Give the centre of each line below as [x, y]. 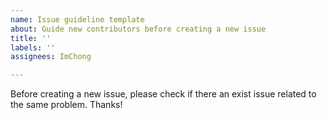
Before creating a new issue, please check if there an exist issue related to [163, 94]
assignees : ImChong [51, 57]
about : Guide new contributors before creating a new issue [138, 29]
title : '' [31, 38]
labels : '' [33, 47]
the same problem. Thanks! [66, 105]
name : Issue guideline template [77, 19]
